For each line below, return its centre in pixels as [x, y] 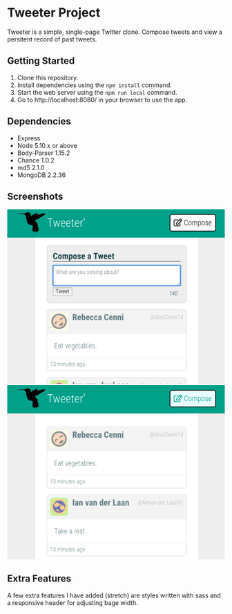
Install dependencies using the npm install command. [95, 85]
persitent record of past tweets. [52, 39]
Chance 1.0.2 [36, 160]
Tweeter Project [54, 13]
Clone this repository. [48, 77]
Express [29, 138]
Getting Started [41, 61]
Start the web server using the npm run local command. [97, 92]
